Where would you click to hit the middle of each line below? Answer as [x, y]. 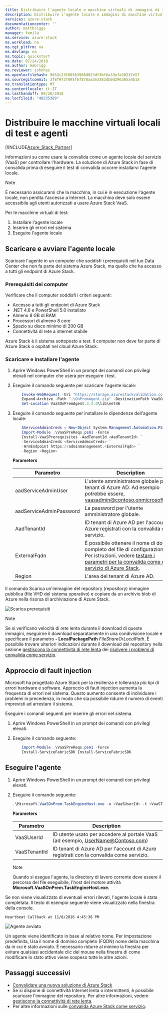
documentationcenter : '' [31, 24]
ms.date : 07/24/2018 [27, 61]
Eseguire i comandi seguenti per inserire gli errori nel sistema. [69, 713]
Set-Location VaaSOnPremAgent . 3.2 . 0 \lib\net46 [71, 404]
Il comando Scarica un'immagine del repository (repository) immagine [77, 588]
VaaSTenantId [31, 851]
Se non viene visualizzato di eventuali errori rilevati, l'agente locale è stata [81, 897]
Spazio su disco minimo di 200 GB [48, 326]
